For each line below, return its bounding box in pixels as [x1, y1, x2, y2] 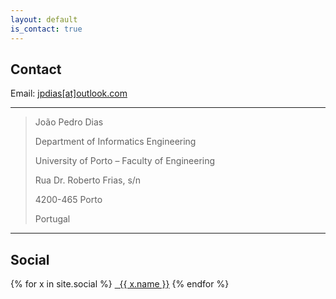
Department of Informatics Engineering [34, 136, 197, 148]
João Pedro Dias [34, 116, 104, 128]
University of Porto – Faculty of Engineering [34, 155, 216, 167]
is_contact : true [10, 24, 83, 34]
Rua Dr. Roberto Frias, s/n [34, 174, 142, 186]
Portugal [34, 213, 71, 225]
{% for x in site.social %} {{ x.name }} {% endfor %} [10, 278, 230, 290]
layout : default [10, 14, 78, 25]
